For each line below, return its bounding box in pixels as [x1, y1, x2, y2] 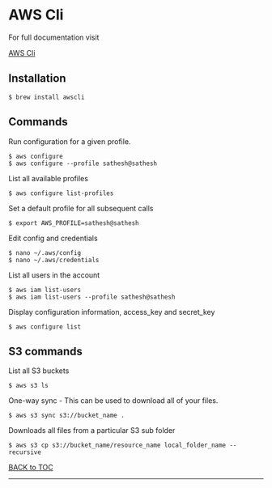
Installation [8, 71, 66, 86]
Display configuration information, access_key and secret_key [8, 307, 215, 316]
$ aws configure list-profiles [8, 189, 114, 197]
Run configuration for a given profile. [8, 136, 131, 146]
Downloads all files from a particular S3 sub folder [8, 426, 176, 435]
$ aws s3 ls [8, 382, 49, 390]
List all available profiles [8, 173, 89, 183]
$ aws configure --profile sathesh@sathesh [8, 159, 158, 168]
